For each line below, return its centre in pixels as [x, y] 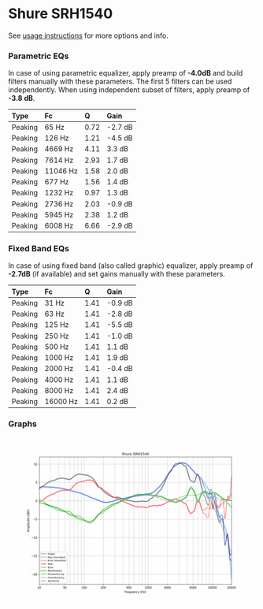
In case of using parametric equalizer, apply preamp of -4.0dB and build [126, 73]
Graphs [22, 424]
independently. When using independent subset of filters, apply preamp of [129, 90]
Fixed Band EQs [39, 248]
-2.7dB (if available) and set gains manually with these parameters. [117, 274]
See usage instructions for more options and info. [89, 35]
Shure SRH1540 [61, 14]
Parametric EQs [39, 56]
